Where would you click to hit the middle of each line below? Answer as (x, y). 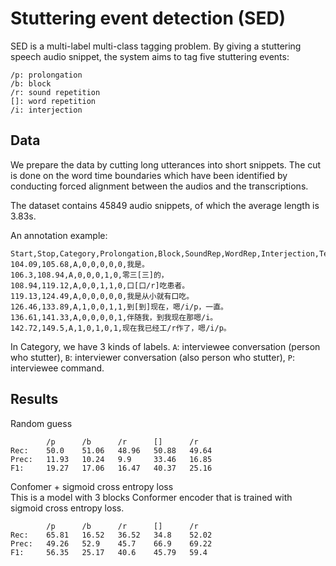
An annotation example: (59, 235)
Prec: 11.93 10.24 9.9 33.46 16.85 (111, 459)
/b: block (31, 83)
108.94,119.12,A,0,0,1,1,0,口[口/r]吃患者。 (100, 285)
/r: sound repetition (55, 92)
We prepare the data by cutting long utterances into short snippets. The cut (166, 164)
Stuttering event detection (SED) (148, 18)
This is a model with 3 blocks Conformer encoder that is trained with (151, 497)
